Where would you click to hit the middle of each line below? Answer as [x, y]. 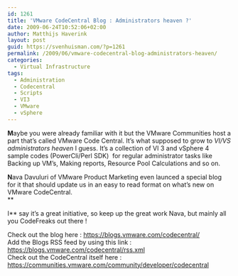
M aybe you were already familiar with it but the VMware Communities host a [119, 133]
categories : [25, 60]
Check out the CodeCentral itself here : [65, 257]
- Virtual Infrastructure [52, 67]
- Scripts [28, 93]
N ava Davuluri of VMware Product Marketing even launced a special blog [115, 177]
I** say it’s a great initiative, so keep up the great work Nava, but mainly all [117, 213]
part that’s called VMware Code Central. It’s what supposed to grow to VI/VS [119, 140]
